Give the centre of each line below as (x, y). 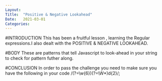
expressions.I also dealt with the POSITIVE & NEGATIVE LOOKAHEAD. (77, 43)
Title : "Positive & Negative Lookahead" (49, 14)
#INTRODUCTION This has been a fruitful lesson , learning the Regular (78, 38)
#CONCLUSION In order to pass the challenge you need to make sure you (81, 68)
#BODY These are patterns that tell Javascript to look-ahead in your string (81, 53)
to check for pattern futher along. (39, 58)
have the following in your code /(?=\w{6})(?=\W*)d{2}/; (63, 73)
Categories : (17, 24)
